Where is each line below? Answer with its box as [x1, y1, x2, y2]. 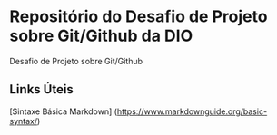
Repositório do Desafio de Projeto [9, 6, 268, 27]
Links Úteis [9, 82, 74, 97]
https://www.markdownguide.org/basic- [116, 106, 268, 117]
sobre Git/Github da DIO [9, 25, 193, 46]
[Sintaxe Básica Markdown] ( [9, 106, 118, 117]
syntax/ [9, 115, 38, 126]
